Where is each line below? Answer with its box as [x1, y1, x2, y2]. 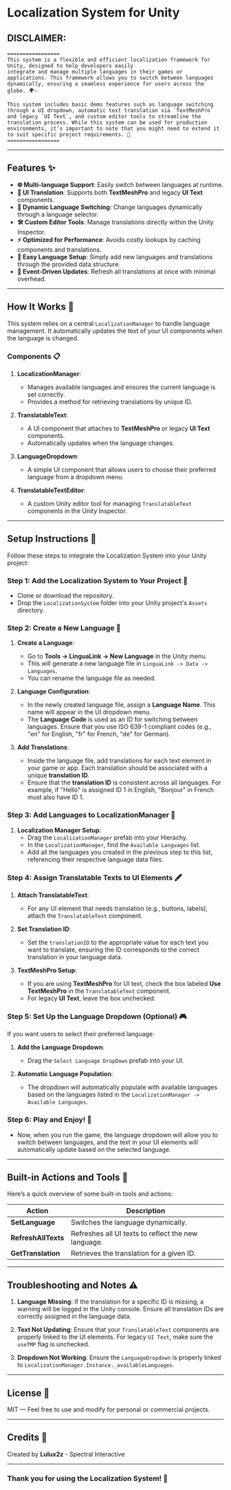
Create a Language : [16, 639, 74, 647]
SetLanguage [10, 1218, 56, 1227]
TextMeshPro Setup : [16, 966, 78, 974]
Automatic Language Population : [16, 1070, 113, 1078]
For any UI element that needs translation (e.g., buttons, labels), [27, 904, 208, 912]
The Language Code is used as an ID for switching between [27, 715, 198, 723]
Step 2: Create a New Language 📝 [7, 623, 122, 633]
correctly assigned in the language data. [16, 1312, 132, 1321]
